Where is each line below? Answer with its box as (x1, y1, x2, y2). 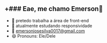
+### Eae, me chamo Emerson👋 (4, 5, 103, 13)
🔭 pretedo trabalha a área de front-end (11, 17, 89, 23)
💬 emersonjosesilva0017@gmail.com (11, 28, 85, 34)
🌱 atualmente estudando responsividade (11, 23, 92, 29)
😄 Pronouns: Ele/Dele (11, 33, 56, 39)
